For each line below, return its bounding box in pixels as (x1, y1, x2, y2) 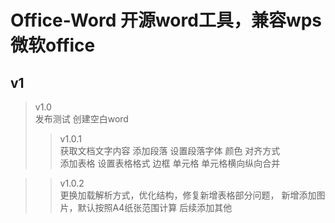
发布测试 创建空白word (34, 113, 129, 125)
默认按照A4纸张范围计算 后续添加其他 (77, 202, 233, 213)
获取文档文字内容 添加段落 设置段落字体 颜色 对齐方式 (59, 145, 281, 156)
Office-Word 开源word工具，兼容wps (10, 9, 323, 32)
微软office (10, 34, 96, 57)
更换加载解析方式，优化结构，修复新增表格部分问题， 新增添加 (59, 189, 317, 201)
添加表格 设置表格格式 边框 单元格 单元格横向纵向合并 (59, 157, 281, 169)
